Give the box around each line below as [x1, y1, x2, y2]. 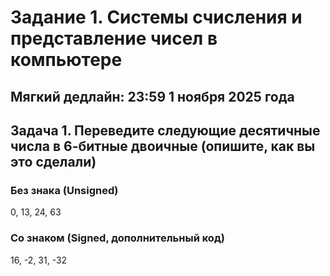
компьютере [10, 49, 123, 71]
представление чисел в [10, 27, 218, 50]
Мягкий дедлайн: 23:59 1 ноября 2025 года [10, 88, 295, 105]
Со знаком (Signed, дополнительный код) [10, 231, 225, 245]
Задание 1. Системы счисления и [10, 6, 303, 29]
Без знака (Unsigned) [10, 183, 119, 197]
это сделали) [10, 153, 97, 170]
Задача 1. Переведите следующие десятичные [10, 122, 321, 139]
